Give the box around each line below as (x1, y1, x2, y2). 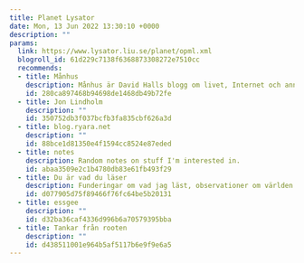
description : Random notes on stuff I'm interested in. (25, 155, 242, 165)
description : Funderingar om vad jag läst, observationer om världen (25, 182, 294, 191)
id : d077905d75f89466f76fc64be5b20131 (25, 190, 172, 199)
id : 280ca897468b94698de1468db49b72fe (25, 89, 172, 98)
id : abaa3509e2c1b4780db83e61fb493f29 (25, 164, 172, 174)
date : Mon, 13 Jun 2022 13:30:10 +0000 (9, 22, 160, 31)
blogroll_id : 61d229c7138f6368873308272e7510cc (17, 55, 201, 64)
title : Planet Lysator (9, 13, 95, 23)
